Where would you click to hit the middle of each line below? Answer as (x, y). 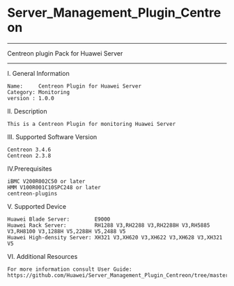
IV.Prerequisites (30, 168)
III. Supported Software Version (52, 136)
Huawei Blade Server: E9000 (59, 219)
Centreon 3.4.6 (29, 150)
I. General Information (38, 73)
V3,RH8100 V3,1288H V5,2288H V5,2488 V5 (67, 231)
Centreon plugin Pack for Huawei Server (65, 53)
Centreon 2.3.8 (29, 156)
